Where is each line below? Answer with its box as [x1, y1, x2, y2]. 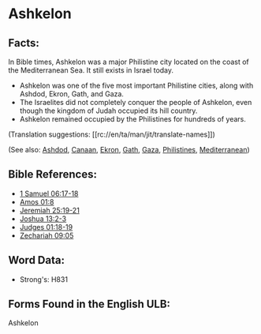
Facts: [8, 36, 39, 50]
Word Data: [8, 253, 65, 267]
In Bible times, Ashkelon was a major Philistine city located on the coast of [8, 57, 250, 66]
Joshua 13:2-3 [19, 214, 67, 223]
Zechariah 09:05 [19, 231, 74, 240]
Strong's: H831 [19, 274, 69, 284]
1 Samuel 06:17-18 [19, 189, 79, 198]
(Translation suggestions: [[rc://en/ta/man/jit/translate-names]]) [8, 129, 215, 139]
